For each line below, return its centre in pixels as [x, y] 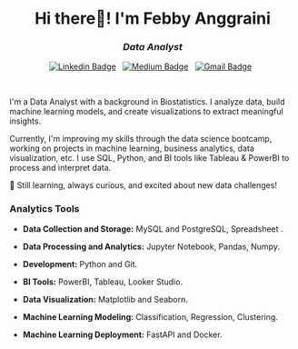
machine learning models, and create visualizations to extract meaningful [146, 112]
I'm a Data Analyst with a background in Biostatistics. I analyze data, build [147, 102]
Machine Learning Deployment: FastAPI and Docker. [122, 334]
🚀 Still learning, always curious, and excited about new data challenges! [143, 185]
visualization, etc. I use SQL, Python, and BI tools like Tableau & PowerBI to [149, 158]
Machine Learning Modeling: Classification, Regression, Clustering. [150, 316]
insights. [25, 121]
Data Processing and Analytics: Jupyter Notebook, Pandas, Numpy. [151, 246]
